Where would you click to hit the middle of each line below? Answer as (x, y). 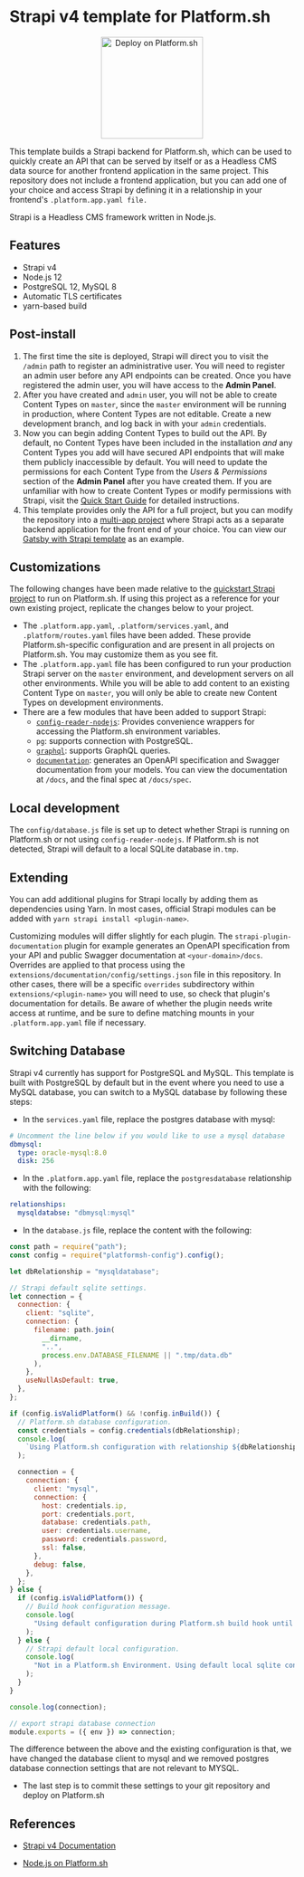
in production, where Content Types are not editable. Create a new (147, 414)
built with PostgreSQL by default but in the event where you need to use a (147, 1082)
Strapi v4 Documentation (69, 1846)
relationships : (38, 1205)
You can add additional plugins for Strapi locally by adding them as (134, 899)
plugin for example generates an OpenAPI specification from (177, 946)
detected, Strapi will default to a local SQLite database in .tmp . (124, 849)
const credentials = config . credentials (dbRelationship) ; (129, 1430)
